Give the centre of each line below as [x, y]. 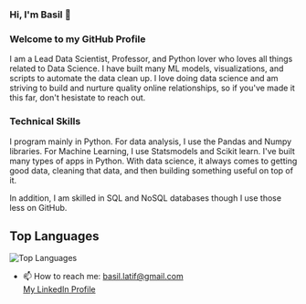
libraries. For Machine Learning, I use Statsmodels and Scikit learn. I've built [152, 151]
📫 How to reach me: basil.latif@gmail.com [103, 277]
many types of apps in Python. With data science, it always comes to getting [153, 161]
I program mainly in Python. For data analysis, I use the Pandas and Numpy [151, 142]
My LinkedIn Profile [59, 289]
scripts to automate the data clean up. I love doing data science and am [144, 79]
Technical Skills [45, 121]
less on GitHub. [38, 207]
